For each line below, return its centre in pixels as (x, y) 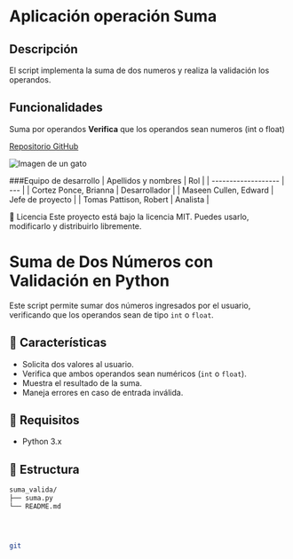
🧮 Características (58, 343)
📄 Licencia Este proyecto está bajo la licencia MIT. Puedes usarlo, (129, 217)
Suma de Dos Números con (111, 262)
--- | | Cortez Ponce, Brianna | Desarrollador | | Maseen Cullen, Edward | (142, 190)
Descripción (44, 49)
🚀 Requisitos (44, 420)
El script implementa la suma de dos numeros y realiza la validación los (139, 70)
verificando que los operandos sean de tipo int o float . (112, 315)
